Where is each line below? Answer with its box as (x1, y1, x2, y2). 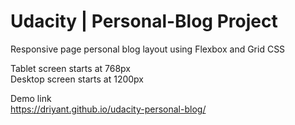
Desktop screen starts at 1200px (10, 73, 144, 85)
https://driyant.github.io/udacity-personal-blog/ (10, 103, 207, 115)
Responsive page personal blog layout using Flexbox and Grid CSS (10, 43, 286, 55)
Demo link (10, 92, 52, 104)
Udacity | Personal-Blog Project (10, 10, 278, 33)
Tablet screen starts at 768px (10, 62, 131, 74)
